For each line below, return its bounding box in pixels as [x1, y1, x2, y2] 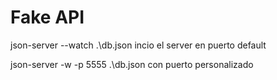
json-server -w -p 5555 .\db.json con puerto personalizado [10, 58, 254, 70]
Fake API [10, 6, 85, 29]
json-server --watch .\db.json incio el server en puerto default [10, 39, 267, 51]
